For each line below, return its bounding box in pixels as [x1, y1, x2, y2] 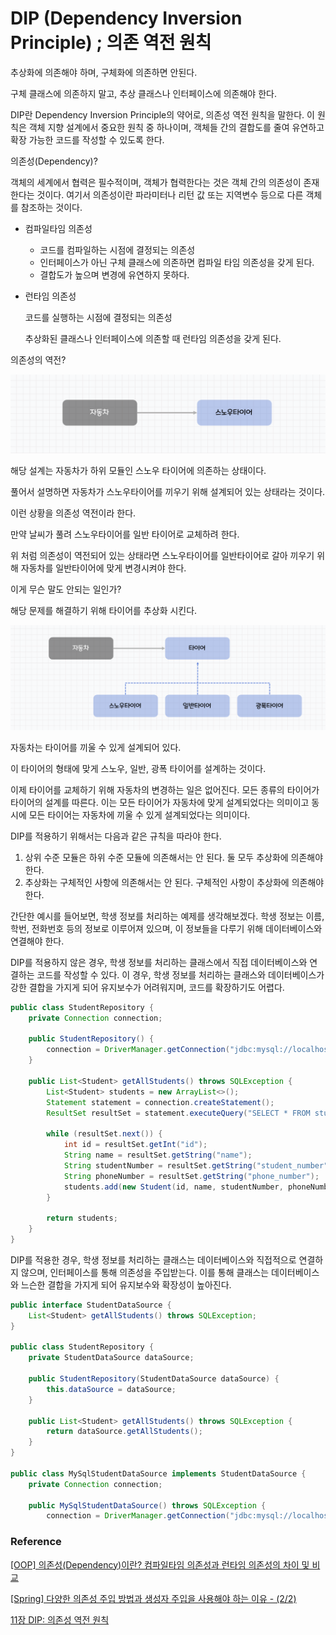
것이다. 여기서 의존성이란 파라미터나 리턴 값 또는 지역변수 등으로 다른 [36, 188, 304, 201]
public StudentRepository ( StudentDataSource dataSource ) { [28, 1374, 280, 1384]
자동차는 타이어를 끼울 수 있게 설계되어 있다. [10, 741, 182, 753]
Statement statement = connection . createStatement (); [46, 1097, 275, 1107]
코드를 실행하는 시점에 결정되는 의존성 [24, 311, 173, 323]
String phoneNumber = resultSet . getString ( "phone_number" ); [63, 1171, 320, 1181]
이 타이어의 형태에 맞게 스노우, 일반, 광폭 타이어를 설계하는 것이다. [10, 762, 267, 774]
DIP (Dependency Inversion [10, 7, 243, 30]
